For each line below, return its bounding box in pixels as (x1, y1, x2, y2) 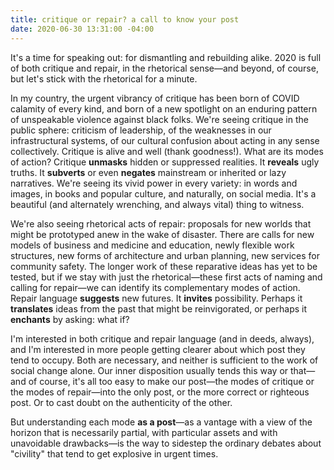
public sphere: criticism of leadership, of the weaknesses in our (10, 124, 272, 136)
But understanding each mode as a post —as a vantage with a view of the (10, 416, 313, 428)
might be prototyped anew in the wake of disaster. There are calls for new (10, 228, 315, 240)
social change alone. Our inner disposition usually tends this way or (10, 364, 289, 376)
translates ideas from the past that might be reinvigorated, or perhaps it (10, 302, 308, 315)
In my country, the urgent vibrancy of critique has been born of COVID (10, 92, 300, 104)
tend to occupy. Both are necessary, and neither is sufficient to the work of (10, 354, 319, 366)
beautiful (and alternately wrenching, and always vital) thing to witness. (10, 198, 305, 210)
